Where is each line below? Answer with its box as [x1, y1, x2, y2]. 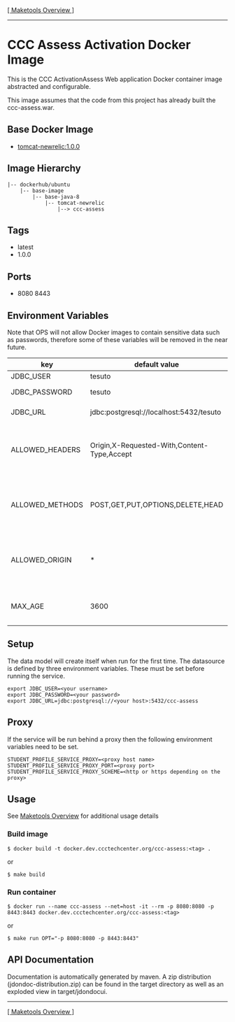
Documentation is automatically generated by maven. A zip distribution [7, 972, 211, 981]
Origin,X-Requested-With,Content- [90, 441, 208, 450]
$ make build [7, 871, 45, 878]
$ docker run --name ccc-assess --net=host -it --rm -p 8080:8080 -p [7, 903, 215, 910]
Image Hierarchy [7, 162, 82, 174]
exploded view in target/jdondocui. [7, 987, 108, 995]
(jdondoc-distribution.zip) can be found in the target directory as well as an [7, 979, 224, 988]
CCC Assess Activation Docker [7, 37, 191, 53]
